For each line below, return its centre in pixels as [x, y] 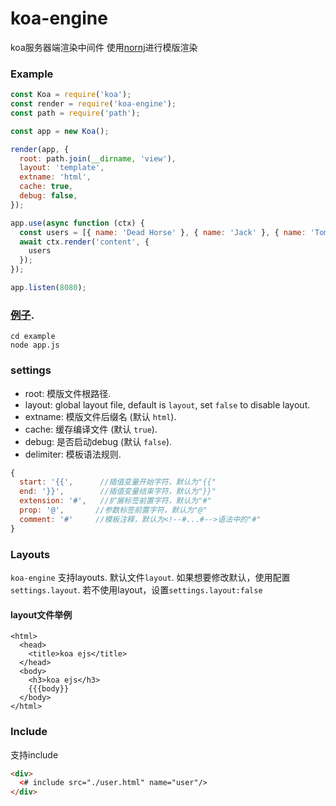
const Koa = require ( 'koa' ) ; [71, 95]
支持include [34, 754]
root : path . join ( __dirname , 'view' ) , [98, 158]
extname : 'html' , [55, 177]
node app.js [35, 345]
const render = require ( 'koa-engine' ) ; [93, 104]
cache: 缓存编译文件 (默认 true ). [91, 429]
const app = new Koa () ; [60, 131]
